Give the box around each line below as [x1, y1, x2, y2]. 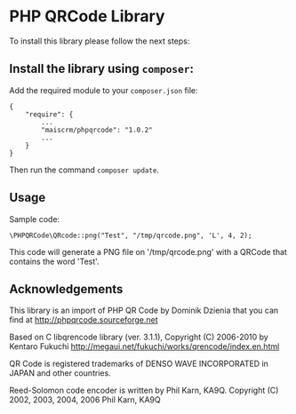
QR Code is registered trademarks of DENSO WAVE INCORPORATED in [9, 358, 269, 370]
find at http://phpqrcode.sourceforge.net [9, 314, 158, 325]
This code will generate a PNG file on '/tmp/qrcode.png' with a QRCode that [9, 246, 287, 257]
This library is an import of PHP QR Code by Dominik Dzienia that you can [9, 305, 279, 316]
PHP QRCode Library [9, 6, 165, 27]
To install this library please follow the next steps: [9, 36, 190, 46]
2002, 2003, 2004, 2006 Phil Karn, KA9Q [9, 394, 162, 405]
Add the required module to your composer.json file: [9, 84, 198, 95]
